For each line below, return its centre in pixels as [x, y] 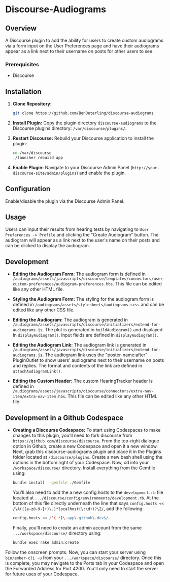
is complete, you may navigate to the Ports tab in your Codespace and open [84, 563]
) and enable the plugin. [101, 173]
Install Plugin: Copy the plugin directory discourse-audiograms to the [84, 123]
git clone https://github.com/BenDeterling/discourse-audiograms [83, 113]
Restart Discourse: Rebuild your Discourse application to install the [83, 138]
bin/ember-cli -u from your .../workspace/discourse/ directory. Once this [83, 558]
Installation [23, 91]
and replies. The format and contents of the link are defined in [77, 366]
